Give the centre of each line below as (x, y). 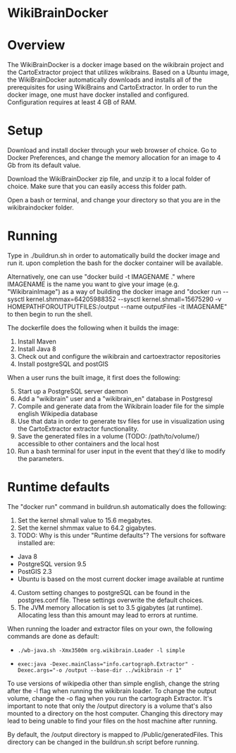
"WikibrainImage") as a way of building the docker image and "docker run (114, 292)
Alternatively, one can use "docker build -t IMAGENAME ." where (101, 277)
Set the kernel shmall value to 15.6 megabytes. (85, 520)
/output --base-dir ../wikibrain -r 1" (124, 670)
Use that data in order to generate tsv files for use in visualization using (121, 421)
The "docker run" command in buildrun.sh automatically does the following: (117, 506)
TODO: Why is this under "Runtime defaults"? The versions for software (122, 535)
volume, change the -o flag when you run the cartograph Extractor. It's (110, 698)
